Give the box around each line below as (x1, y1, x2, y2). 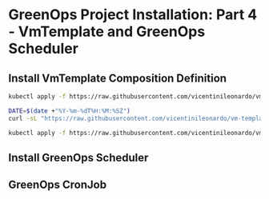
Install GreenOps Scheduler (8, 150, 149, 165)
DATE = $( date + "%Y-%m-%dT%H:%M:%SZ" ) (8, 106, 130, 115)
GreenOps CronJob (8, 178, 106, 192)
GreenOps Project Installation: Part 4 (8, 6, 258, 24)
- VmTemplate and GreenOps (8, 22, 206, 41)
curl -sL (8, 114, 38, 122)
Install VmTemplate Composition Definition (8, 71, 227, 85)
